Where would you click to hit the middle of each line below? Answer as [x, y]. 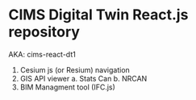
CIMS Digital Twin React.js [98, 15]
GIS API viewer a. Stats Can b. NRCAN [83, 78]
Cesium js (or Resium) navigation [75, 69]
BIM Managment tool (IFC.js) [67, 87]
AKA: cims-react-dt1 [42, 54]
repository [44, 32]
